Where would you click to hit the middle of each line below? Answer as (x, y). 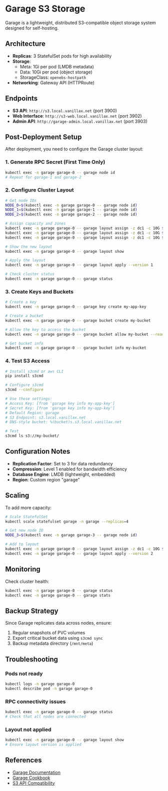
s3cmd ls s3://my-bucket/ (32, 436)
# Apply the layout (25, 260)
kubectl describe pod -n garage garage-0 (49, 688)
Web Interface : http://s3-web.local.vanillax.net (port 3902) (77, 116)
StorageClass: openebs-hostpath (53, 77)
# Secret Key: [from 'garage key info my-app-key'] (60, 408)
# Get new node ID (24, 531)
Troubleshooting (32, 659)
